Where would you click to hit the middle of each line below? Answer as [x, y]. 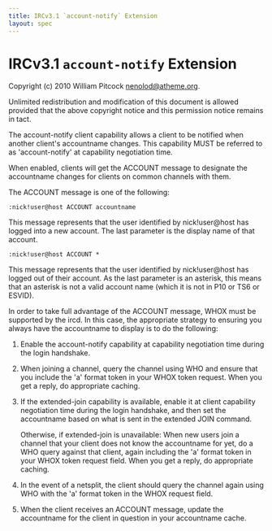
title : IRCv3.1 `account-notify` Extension [83, 16]
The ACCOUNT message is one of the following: [89, 193]
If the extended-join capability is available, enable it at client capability [138, 402]
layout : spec [30, 24]
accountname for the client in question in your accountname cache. [133, 518]
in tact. [20, 120]
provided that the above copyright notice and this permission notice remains [136, 111]
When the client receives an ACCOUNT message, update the [122, 510]
